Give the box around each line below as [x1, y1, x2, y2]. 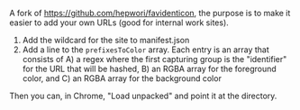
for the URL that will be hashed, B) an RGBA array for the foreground [22, 63, 277, 74]
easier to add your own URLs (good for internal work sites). [9, 17, 230, 28]
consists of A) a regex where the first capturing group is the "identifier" [22, 54, 287, 64]
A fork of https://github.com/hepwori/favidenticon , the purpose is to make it [9, 8, 291, 18]
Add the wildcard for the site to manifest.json [22, 35, 190, 45]
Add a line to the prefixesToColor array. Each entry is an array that [22, 44, 270, 55]
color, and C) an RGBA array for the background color [22, 73, 223, 84]
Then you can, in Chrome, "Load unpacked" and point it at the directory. [9, 90, 277, 101]
